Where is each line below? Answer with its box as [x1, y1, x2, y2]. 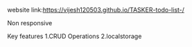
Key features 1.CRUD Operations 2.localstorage [7, 32, 142, 40]
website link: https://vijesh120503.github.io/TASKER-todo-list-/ [7, 6, 185, 14]
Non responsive [7, 19, 53, 27]
